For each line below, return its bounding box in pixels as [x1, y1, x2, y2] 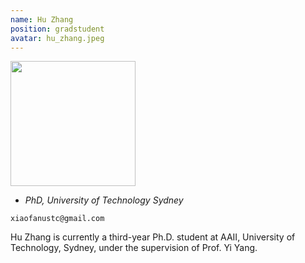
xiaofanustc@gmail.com [10, 214, 105, 224]
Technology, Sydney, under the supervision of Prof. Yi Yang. [10, 242, 258, 254]
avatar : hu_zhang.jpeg [10, 33, 105, 43]
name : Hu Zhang [10, 14, 74, 25]
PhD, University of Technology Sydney [24, 194, 184, 206]
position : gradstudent [10, 24, 105, 34]
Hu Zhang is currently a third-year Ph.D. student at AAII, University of [10, 231, 296, 243]
